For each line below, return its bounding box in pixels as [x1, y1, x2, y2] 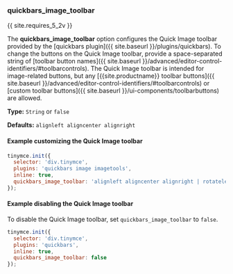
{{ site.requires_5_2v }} [7, 22, 73, 30]
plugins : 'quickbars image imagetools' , [13, 166, 132, 172]
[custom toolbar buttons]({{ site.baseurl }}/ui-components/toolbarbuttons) [7, 86, 220, 95]
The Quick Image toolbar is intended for [90, 65, 205, 73]
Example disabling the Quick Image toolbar [7, 200, 134, 208]
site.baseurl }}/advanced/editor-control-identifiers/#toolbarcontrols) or [7, 79, 210, 88]
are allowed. [7, 94, 42, 102]
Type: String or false [7, 107, 69, 116]
